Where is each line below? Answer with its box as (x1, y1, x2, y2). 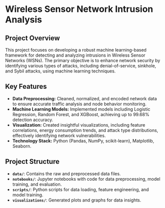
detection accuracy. (12, 117, 53, 123)
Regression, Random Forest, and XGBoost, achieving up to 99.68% (12, 111, 150, 117)
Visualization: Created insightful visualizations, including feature (12, 122, 146, 128)
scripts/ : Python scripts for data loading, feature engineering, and (12, 186, 149, 192)
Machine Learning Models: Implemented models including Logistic (12, 106, 151, 112)
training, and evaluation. (12, 181, 62, 187)
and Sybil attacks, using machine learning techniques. (5, 68, 116, 74)
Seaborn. (12, 143, 31, 149)
